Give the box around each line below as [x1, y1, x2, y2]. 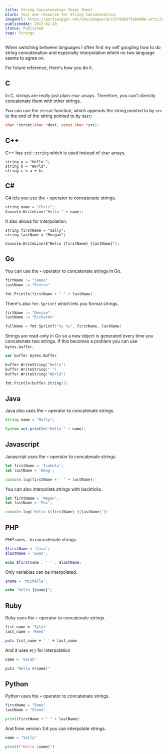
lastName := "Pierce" [5, 282, 50, 287]
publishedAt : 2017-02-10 [5, 21, 57, 27]
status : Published [5, 26, 43, 31]
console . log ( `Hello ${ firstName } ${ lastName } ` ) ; [5, 509, 108, 515]
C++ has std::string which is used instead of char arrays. [5, 150, 126, 156]
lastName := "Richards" [5, 315, 55, 320]
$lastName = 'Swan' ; [5, 551, 48, 556]
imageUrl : [5, 17, 26, 22]
